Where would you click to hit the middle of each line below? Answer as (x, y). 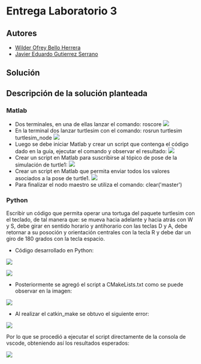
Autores (22, 33)
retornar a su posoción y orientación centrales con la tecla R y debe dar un (98, 232)
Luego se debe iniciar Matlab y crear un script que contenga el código (102, 144)
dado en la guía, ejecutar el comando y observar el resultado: (91, 151)
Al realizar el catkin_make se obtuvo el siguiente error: (82, 314)
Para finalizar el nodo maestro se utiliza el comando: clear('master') (98, 185)
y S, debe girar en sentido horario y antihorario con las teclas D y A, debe (97, 226)
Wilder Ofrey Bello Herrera (48, 47)
